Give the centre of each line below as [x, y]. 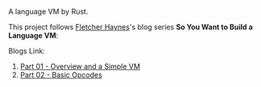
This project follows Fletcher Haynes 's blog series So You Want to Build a [131, 27]
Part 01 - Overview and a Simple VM [80, 66]
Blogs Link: [27, 51]
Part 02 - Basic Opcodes [61, 75]
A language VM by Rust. [48, 12]
